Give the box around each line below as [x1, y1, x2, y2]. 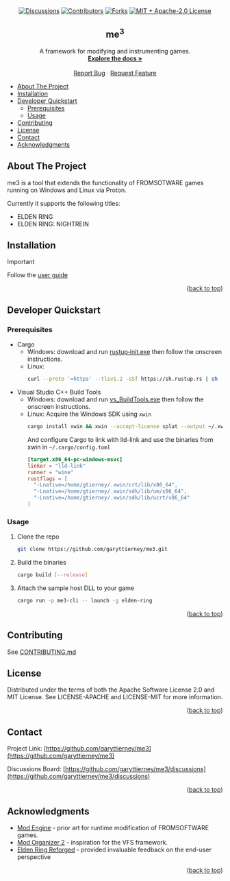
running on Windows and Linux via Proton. [7, 186, 127, 194]
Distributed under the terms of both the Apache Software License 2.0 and [7, 685, 215, 694]
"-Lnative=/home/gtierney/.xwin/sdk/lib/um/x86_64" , [33, 488, 187, 495]
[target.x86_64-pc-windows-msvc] [27, 456, 123, 463]
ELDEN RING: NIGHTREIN [16, 220, 89, 228]
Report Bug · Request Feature [73, 69, 157, 77]
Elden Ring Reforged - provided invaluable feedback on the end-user [16, 845, 212, 854]
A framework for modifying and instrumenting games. [39, 47, 191, 55]
